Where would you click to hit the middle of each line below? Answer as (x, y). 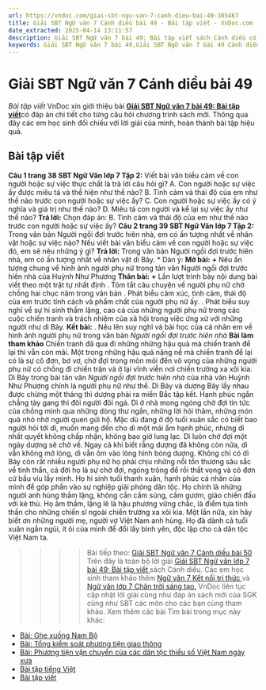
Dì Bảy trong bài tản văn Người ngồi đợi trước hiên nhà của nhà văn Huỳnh (129, 377)
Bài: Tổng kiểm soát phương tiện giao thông (91, 643)
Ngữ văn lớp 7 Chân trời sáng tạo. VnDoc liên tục (167, 586)
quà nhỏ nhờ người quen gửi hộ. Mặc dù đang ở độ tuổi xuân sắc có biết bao (133, 419)
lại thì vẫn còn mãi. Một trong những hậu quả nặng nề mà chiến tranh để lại (131, 352)
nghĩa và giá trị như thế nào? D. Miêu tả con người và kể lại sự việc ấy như (128, 209)
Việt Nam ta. (28, 537)
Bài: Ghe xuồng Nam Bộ (59, 635)
